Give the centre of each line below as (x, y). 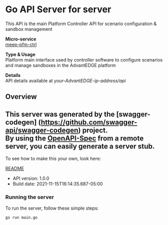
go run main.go (22, 218)
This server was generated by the (60, 114)
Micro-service (21, 39)
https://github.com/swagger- (89, 122)
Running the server (30, 197)
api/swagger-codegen (42, 130)
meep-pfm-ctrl (21, 44)
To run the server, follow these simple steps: (52, 208)
